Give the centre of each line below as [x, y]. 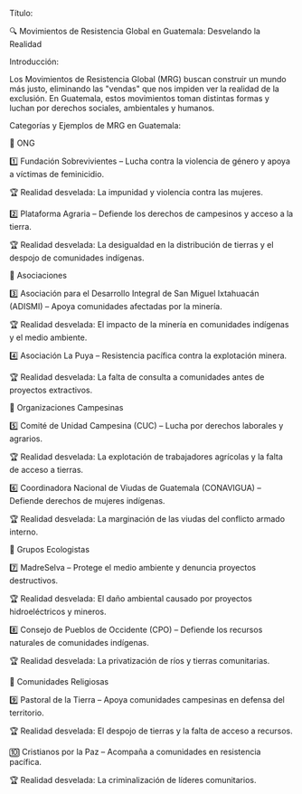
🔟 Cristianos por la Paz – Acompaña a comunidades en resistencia [135, 751]
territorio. [27, 713]
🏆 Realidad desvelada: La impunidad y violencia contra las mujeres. [137, 192]
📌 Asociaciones [38, 275]
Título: [21, 13]
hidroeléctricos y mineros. [58, 611]
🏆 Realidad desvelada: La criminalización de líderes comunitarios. [133, 780]
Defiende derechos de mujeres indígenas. [87, 501]
